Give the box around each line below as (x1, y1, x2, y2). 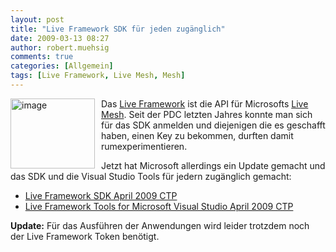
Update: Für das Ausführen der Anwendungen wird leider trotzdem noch (10, 219, 310, 231)
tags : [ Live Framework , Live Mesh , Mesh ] (10, 71, 186, 81)
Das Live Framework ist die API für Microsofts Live (101, 97, 309, 110)
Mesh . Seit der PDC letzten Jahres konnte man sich (101, 108, 313, 120)
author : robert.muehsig (10, 42, 110, 53)
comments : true (10, 52, 74, 62)
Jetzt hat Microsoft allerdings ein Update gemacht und (101, 159, 326, 171)
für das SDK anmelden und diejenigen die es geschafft (101, 119, 326, 131)
